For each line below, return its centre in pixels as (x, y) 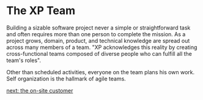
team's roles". (24, 60)
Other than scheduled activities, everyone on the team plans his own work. (101, 72)
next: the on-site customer (40, 90)
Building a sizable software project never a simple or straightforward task (98, 28)
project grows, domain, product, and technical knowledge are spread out (98, 40)
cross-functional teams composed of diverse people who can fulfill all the (99, 53)
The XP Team (41, 11)
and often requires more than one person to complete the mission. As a (96, 34)
